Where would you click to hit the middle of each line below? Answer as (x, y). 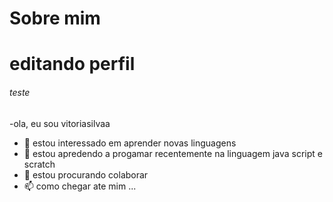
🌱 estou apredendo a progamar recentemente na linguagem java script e (173, 153)
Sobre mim (55, 18)
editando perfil (72, 64)
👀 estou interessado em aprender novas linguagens (130, 143)
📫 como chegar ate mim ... (80, 186)
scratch (39, 164)
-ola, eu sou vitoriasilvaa (60, 123)
